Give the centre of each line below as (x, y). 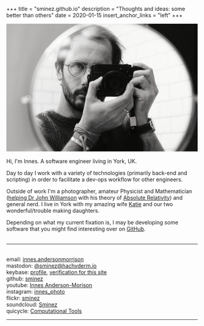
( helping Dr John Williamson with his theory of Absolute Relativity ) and (95, 198)
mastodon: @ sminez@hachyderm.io (52, 265)
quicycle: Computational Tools (44, 311)
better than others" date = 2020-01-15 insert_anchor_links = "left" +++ (95, 15)
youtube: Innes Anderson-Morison (49, 285)
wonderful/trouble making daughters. (53, 210)
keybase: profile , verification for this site (57, 272)
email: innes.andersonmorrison (45, 259)
